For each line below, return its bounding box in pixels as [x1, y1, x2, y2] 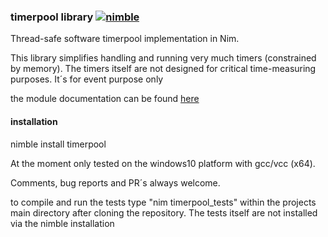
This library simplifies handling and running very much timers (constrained [10, 52, 317, 64]
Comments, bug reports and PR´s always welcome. [10, 176, 221, 189]
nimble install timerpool [10, 138, 107, 150]
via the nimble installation [10, 217, 115, 229]
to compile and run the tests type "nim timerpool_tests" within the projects [10, 196, 317, 208]
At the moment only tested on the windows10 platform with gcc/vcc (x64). [10, 157, 316, 169]
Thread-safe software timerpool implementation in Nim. [10, 33, 240, 45]
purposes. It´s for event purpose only [10, 73, 164, 85]
